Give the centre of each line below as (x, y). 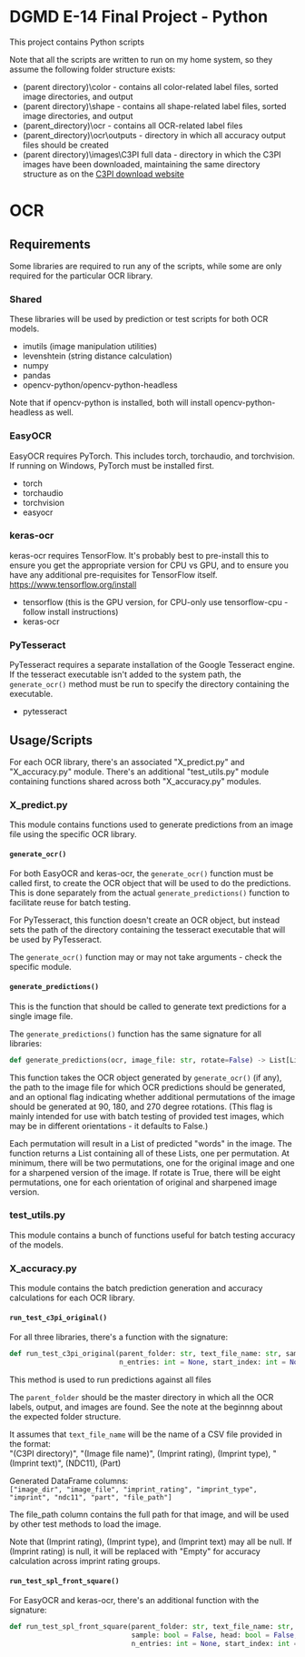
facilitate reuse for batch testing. (70, 903)
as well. (59, 412)
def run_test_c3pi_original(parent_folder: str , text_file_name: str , (146, 1354)
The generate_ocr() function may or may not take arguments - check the (146, 957)
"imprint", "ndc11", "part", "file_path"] (91, 1498)
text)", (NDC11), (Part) (81, 1463)
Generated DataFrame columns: (69, 1481)
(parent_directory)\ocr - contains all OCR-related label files (133, 126)
